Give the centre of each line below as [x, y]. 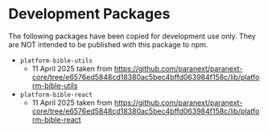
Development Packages [89, 14]
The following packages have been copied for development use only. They [132, 36]
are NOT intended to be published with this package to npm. [108, 44]
